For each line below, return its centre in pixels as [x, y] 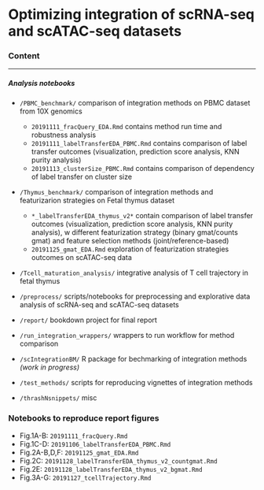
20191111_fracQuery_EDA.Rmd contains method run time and [126, 127]
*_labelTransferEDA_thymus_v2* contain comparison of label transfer [142, 216]
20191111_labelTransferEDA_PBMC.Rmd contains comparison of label [139, 143]
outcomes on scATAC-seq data [81, 258]
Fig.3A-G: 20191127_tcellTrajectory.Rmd [85, 477]
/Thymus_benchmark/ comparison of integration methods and [116, 192]
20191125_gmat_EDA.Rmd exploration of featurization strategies [130, 249]
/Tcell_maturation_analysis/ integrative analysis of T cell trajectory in [134, 273]
